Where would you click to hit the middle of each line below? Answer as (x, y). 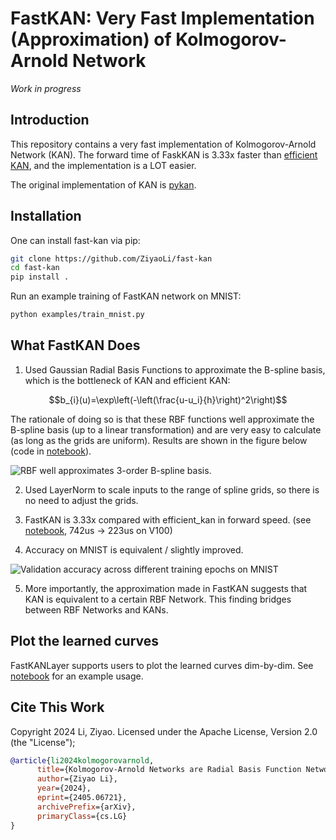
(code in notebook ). (51, 451)
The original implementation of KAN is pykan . (103, 184)
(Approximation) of (91, 39)
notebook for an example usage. (77, 676)
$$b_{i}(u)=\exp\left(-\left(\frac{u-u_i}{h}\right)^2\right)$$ (168, 399)
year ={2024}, (64, 788)
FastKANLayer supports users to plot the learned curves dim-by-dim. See (162, 665)
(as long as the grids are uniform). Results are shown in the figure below (159, 440)
